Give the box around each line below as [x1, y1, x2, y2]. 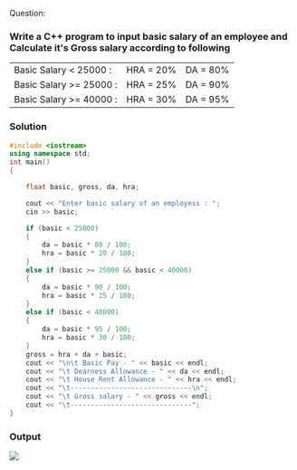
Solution [9, 120, 48, 133]
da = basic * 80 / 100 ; [42, 240, 131, 250]
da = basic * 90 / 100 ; [42, 283, 131, 292]
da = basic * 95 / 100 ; [42, 325, 131, 334]
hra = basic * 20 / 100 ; [42, 249, 136, 258]
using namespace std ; [9, 149, 91, 158]
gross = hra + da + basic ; [25, 350, 128, 359]
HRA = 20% [126, 63, 177, 76]
